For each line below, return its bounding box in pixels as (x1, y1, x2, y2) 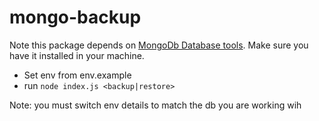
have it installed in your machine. (9, 49, 145, 61)
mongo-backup (9, 6, 142, 29)
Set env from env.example (23, 69, 132, 81)
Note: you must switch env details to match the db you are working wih (9, 99, 302, 111)
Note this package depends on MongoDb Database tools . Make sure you (9, 39, 309, 51)
